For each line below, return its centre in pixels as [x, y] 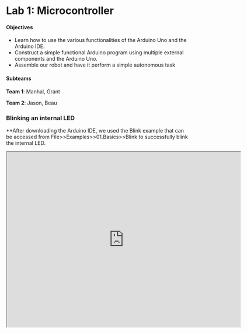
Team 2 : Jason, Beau [32, 103]
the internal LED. [26, 143]
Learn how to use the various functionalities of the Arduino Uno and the [100, 40]
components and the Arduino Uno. [56, 59]
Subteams [19, 78]
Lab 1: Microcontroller [60, 11]
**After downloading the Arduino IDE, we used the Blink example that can [95, 130]
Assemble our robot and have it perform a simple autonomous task [95, 65]
